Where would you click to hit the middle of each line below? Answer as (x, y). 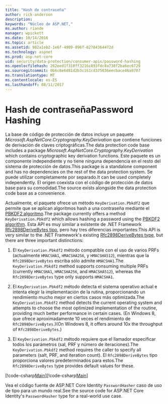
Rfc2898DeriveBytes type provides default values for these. (73, 366)
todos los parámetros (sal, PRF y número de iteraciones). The (75, 344)
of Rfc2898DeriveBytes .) (37, 329)
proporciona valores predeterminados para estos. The (68, 360)
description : (19, 19)
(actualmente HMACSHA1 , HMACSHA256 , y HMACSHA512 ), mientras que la (81, 255)
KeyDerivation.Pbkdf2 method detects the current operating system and (87, 302)
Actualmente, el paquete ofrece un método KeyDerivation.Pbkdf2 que (77, 203)
